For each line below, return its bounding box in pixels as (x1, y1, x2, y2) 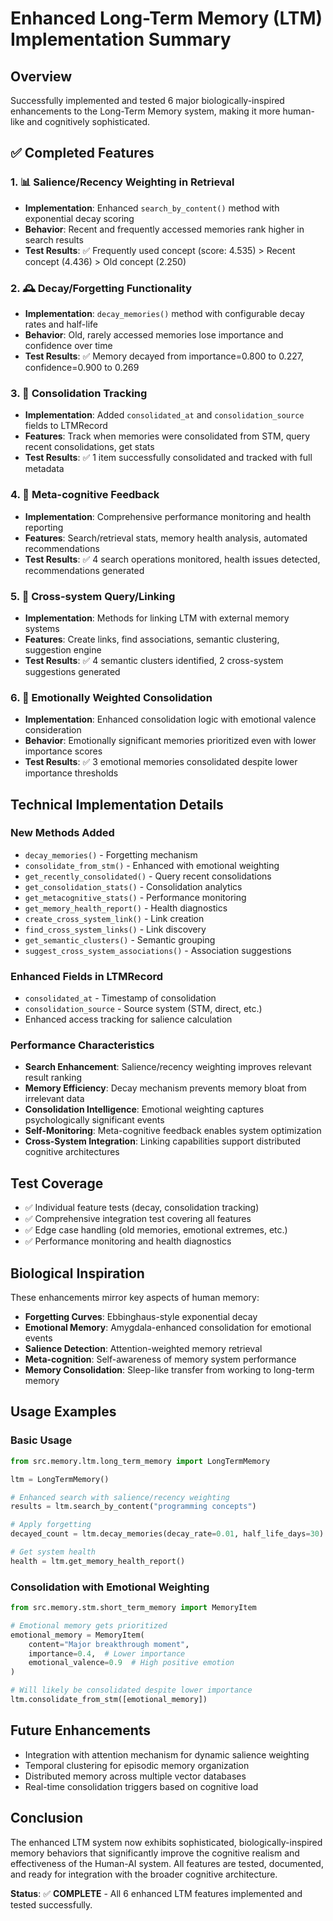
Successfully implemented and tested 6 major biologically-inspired (10, 95, 285, 106)
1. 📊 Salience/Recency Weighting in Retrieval (10, 175, 235, 189)
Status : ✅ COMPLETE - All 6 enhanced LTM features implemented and (10, 1887, 303, 1899)
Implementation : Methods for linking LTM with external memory (24, 612, 290, 624)
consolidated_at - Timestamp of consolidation (24, 992, 217, 1004)
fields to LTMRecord (24, 420, 108, 432)
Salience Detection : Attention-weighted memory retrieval (24, 1343, 263, 1355)
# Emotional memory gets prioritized (10, 1620, 168, 1631)
